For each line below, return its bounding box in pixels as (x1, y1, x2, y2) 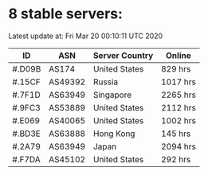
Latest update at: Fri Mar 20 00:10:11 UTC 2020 (8, 31, 163, 41)
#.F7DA (12, 154, 41, 165)
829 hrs (160, 63, 191, 74)
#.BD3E (12, 128, 41, 139)
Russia (92, 76, 118, 87)
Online (166, 49, 191, 60)
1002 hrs (160, 115, 197, 126)
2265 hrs (160, 89, 197, 100)
